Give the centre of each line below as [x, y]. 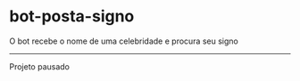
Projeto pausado [39, 66]
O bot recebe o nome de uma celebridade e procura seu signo [124, 41]
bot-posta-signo [72, 16]
